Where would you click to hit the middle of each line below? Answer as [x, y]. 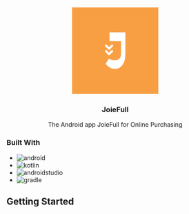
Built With [23, 143]
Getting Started [40, 201]
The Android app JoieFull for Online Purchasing [115, 125]
